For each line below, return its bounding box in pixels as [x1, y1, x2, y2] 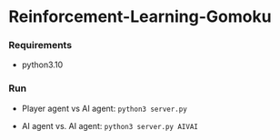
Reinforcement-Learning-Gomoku [8, 6, 272, 27]
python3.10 [21, 59, 64, 70]
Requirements [8, 39, 73, 52]
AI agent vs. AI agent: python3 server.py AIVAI [21, 120, 199, 131]
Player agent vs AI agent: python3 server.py [21, 103, 187, 114]
